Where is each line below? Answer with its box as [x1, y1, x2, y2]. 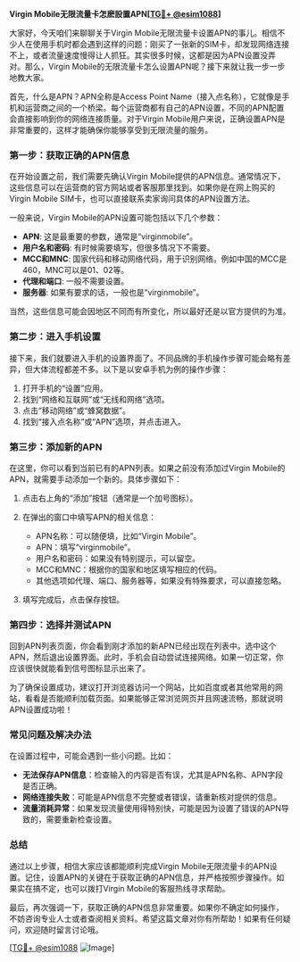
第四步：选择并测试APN [9, 618, 112, 631]
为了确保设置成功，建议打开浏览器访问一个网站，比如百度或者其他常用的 [9, 682, 275, 692]
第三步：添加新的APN [9, 441, 103, 453]
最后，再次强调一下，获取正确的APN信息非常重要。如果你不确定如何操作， [9, 901, 284, 913]
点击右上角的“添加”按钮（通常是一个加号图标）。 [21, 493, 198, 503]
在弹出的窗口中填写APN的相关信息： [21, 511, 156, 522]
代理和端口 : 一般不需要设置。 [21, 276, 129, 286]
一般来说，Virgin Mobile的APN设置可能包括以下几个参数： [9, 212, 223, 223]
